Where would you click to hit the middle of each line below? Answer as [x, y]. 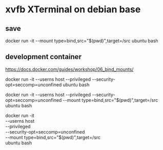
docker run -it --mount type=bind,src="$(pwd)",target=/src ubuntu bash [82, 41]
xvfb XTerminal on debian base [73, 10]
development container [44, 57]
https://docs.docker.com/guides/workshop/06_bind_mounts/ [69, 69]
